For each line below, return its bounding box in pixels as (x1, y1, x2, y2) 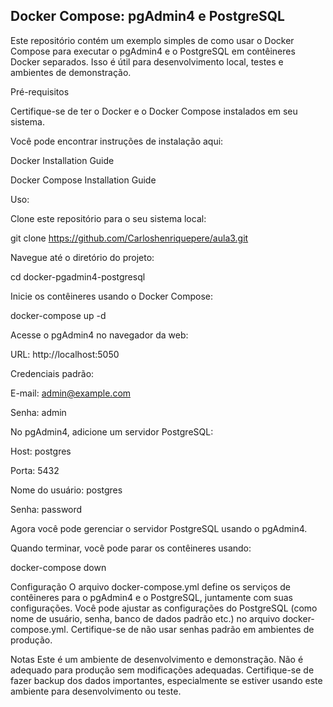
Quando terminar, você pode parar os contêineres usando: (10, 542, 252, 554)
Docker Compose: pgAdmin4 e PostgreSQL (10, 8, 285, 25)
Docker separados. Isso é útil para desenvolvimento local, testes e (10, 55, 284, 68)
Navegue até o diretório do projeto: (10, 251, 155, 263)
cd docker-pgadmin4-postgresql (10, 270, 146, 283)
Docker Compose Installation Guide (10, 174, 157, 186)
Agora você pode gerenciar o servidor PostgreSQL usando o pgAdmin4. (10, 522, 308, 534)
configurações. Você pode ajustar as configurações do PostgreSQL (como (10, 602, 318, 614)
